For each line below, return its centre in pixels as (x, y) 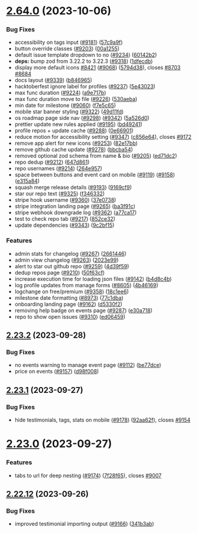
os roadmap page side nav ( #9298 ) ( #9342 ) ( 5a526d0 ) (82, 118)
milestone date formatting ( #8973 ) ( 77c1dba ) (69, 297)
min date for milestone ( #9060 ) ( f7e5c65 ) (65, 106)
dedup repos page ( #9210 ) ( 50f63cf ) (60, 272)
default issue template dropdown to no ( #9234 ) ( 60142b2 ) (86, 55)
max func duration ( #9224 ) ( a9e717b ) (60, 93)
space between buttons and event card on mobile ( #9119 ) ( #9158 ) (95, 175)
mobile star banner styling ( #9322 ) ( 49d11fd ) (69, 112)
